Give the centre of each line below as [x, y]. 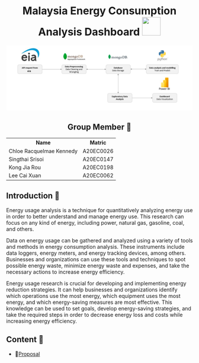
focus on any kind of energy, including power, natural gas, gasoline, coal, [95, 222]
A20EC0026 [98, 151]
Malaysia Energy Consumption [99, 11]
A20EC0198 [98, 167]
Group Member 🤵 [99, 127]
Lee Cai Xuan [25, 176]
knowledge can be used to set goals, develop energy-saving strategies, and [99, 308]
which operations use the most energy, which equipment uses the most [93, 296]
